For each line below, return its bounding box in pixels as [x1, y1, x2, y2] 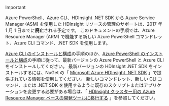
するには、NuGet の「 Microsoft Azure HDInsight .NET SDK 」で [22, 70, 157, 75]
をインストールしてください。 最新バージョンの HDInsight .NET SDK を [5, 63, 153, 69]
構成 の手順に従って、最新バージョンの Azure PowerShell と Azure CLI [18, 57, 164, 63]
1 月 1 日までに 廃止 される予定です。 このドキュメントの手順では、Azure [5, 27, 155, 33]
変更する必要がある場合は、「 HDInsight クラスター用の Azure [27, 88, 155, 94]
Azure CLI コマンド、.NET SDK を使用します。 [14, 40, 111, 46]
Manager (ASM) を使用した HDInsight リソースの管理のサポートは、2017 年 [5, 21, 162, 27]
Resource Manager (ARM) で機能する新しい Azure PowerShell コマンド [5, 34, 154, 39]
